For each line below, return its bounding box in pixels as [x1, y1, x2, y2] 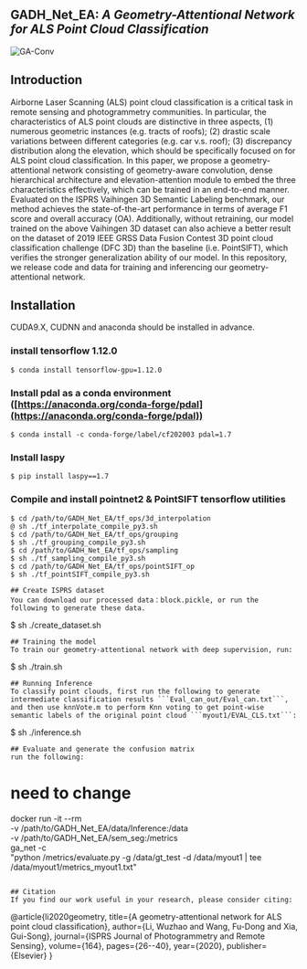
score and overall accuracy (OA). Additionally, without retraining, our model [10, 213, 294, 224]
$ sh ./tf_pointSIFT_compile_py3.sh [10, 570, 150, 579]
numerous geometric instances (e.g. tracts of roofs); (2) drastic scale [10, 125, 270, 136]
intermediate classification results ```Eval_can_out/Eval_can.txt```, [10, 694, 289, 704]
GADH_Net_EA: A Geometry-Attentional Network [10, 7, 295, 23]
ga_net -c [10, 842, 47, 853]
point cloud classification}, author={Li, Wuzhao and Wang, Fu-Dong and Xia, [10, 921, 298, 932]
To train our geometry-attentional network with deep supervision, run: [10, 645, 293, 654]
